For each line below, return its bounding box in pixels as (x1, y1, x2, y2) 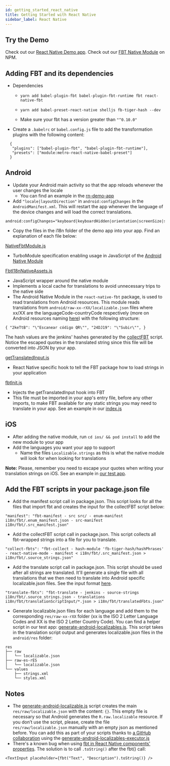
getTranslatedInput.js (5, 354, 50, 360)
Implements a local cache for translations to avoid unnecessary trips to (12, 283, 161, 289)
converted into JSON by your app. (5, 344, 77, 351)
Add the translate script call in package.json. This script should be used (12, 564, 162, 570)
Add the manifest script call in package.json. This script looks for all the (12, 499, 162, 505)
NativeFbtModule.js (5, 243, 46, 249)
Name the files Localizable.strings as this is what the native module (20, 449, 164, 456)
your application (12, 369, 47, 375)
